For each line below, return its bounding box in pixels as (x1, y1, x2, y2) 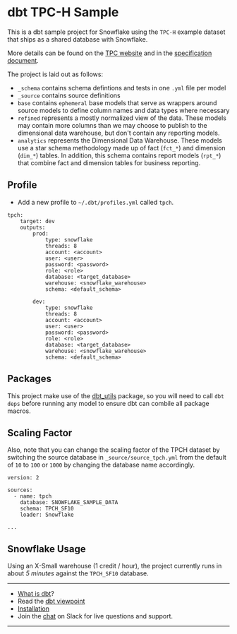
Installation (17, 604, 50, 613)
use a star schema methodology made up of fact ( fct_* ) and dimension (17, 143, 226, 152)
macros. (7, 407, 31, 415)
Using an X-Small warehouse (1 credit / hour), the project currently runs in (7, 562, 222, 570)
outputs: (20, 224, 46, 231)
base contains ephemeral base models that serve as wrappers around (17, 98, 217, 107)
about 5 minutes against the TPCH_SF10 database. (7, 569, 150, 578)
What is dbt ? (17, 590, 54, 598)
